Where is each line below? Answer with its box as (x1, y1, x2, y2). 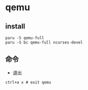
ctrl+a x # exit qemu (5, 80, 51, 85)
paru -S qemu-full (5, 35, 44, 40)
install (5, 22, 25, 31)
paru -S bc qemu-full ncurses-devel (5, 40, 83, 45)
